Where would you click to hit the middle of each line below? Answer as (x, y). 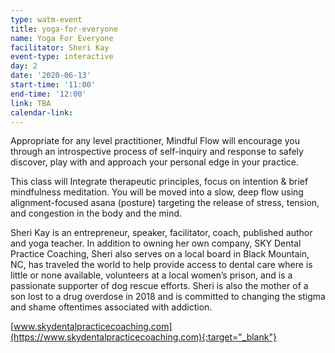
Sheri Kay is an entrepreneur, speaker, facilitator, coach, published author (161, 233)
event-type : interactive (62, 57)
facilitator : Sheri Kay (60, 47)
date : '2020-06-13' (51, 76)
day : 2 (24, 66)
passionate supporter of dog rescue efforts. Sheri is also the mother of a (159, 286)
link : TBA (31, 103)
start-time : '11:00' (53, 85)
